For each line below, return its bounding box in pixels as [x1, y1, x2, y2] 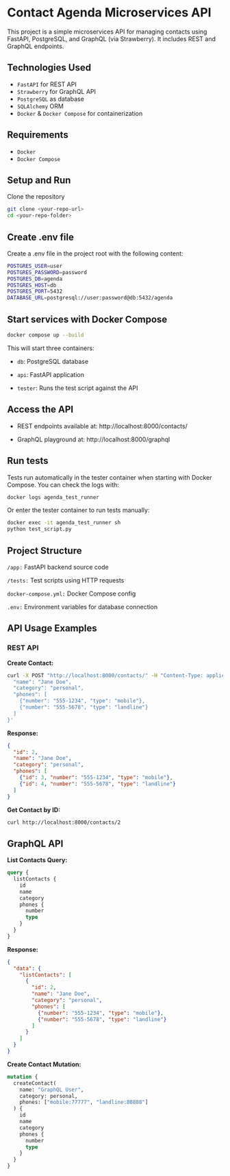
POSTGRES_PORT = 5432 [7, 288, 63, 295]
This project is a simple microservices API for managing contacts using [7, 27, 207, 36]
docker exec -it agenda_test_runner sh [7, 519, 121, 526]
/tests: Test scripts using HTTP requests [7, 576, 125, 584]
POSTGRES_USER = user [7, 262, 63, 269]
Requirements [7, 129, 68, 141]
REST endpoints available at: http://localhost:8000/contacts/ [16, 421, 188, 430]
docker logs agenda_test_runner [7, 493, 99, 501]
